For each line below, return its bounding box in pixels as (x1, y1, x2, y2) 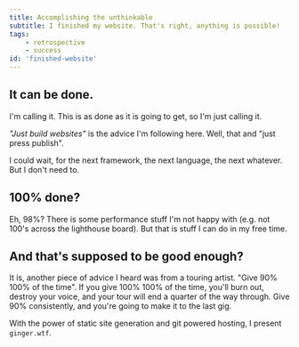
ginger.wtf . (9, 327, 52, 338)
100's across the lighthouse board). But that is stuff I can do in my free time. (9, 223, 287, 234)
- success (25, 46, 62, 55)
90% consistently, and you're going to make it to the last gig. (9, 301, 232, 311)
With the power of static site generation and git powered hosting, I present (9, 318, 282, 329)
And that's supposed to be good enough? (9, 249, 244, 264)
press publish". (9, 137, 64, 148)
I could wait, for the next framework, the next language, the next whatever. (9, 155, 283, 165)
